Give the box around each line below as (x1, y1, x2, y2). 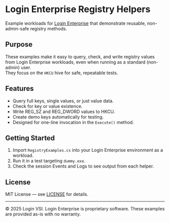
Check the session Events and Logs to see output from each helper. (12, 163, 154, 170)
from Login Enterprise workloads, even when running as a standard (5, 59, 146, 65)
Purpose (5, 40, 33, 49)
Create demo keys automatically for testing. (12, 114, 104, 120)
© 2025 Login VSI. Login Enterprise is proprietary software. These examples (5, 206, 165, 212)
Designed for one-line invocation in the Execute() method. (12, 119, 134, 125)
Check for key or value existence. (12, 103, 82, 109)
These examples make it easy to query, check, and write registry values (5, 53, 155, 60)
